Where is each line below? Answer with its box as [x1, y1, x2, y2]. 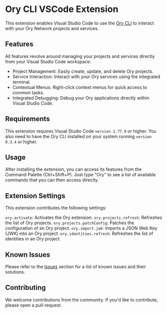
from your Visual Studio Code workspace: [5, 59, 91, 65]
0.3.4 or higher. [5, 139, 37, 145]
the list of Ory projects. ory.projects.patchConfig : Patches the [5, 220, 134, 226]
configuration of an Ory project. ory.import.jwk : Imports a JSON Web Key [5, 225, 157, 231]
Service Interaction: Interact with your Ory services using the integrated [12, 74, 160, 80]
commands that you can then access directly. [5, 177, 99, 183]
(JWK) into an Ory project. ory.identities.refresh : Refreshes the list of [5, 230, 153, 236]
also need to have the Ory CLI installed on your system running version [5, 133, 152, 139]
